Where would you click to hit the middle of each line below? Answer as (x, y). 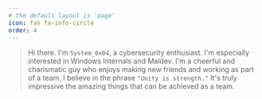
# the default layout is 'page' (62, 15)
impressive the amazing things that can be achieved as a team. (131, 86)
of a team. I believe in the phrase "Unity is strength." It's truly (132, 78)
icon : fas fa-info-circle (51, 23)
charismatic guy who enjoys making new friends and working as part (141, 70)
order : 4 (23, 30)
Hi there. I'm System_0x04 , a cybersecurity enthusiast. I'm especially (138, 53)
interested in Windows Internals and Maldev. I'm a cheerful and (131, 61)
